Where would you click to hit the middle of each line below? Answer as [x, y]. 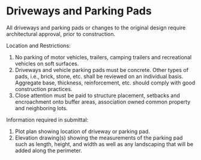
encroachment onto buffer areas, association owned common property [103, 102]
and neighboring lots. [41, 108]
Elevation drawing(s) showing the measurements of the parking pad [99, 138]
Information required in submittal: [47, 120]
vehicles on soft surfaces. [47, 64]
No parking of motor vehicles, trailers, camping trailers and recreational [103, 57]
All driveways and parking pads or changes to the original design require [96, 28]
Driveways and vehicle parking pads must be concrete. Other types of [102, 70]
